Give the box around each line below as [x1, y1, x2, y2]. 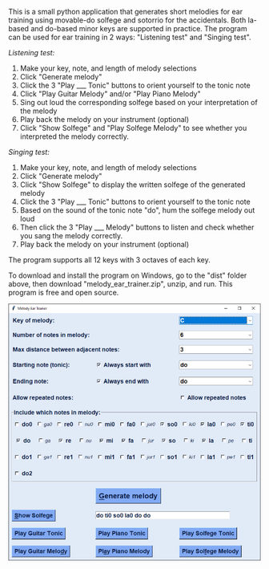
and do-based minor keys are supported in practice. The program [30, 24, 247, 33]
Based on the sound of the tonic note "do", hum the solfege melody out [19, 205, 255, 215]
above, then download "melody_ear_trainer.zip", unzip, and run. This [8, 279, 234, 288]
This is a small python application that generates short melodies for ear [8, 7, 243, 16]
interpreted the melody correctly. [19, 132, 130, 141]
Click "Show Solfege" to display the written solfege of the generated [19, 180, 246, 189]
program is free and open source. [8, 288, 119, 297]
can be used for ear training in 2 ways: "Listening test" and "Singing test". [8, 32, 251, 42]
